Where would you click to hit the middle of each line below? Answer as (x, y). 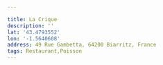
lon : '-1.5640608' (34, 38)
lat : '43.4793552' (34, 32)
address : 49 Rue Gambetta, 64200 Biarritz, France (82, 45)
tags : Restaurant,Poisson (44, 51)
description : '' (31, 26)
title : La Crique (32, 19)
